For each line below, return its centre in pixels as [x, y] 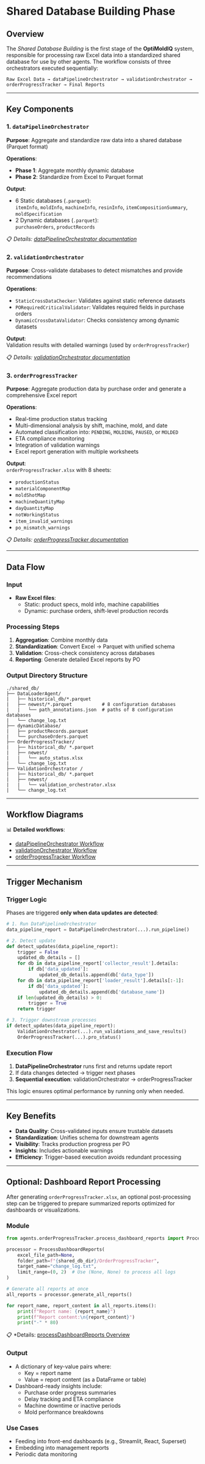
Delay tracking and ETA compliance [69, 1399]
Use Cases [23, 1428]
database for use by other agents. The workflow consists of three [89, 62]
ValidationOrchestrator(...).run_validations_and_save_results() [102, 1031]
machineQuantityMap [40, 502]
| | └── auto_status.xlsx [45, 758]
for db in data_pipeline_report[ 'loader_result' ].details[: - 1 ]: [101, 980]
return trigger [37, 1009]
